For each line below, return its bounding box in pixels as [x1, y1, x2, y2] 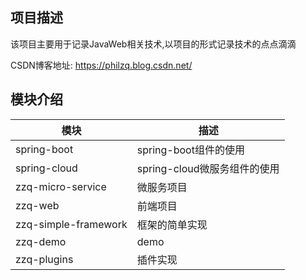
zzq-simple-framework [15, 217, 128, 231]
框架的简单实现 [136, 218, 208, 232]
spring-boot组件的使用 [136, 143, 245, 157]
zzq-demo [15, 234, 67, 248]
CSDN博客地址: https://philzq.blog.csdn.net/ [10, 59, 193, 71]
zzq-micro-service [15, 179, 107, 193]
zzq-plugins [15, 252, 74, 266]
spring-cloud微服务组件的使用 [136, 161, 280, 175]
